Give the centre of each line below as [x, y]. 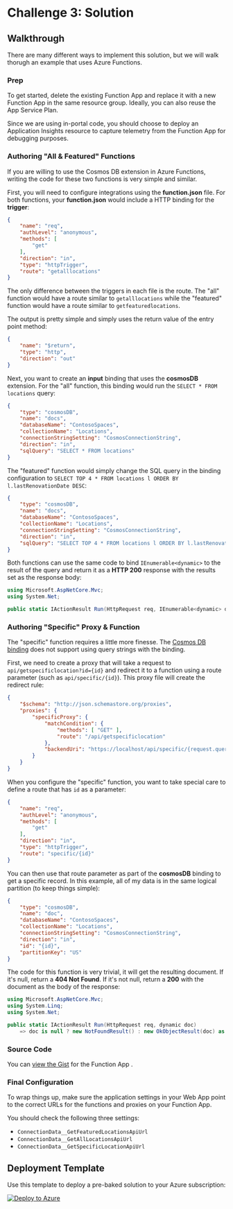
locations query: [31, 393]
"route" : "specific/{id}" [57, 854]
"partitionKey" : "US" [51, 952]
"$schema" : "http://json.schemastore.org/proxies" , [96, 704]
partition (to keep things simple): [54, 888]
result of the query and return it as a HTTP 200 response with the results [112, 570]
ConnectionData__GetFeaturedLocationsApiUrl [83, 1132]
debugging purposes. [38, 138]
